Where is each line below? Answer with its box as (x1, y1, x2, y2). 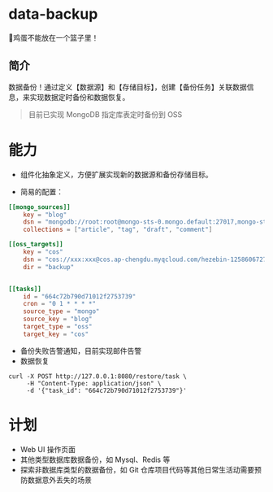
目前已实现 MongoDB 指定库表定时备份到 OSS (28, 109, 183, 119)
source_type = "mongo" (23, 307, 100, 316)
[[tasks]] (8, 285, 42, 293)
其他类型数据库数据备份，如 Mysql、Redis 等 (19, 455, 171, 464)
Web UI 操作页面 (19, 444, 76, 454)
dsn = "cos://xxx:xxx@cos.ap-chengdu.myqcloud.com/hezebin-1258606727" (23, 255, 271, 263)
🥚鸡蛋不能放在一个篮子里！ (8, 33, 99, 42)
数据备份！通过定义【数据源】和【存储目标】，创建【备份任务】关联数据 (8, 82, 247, 92)
